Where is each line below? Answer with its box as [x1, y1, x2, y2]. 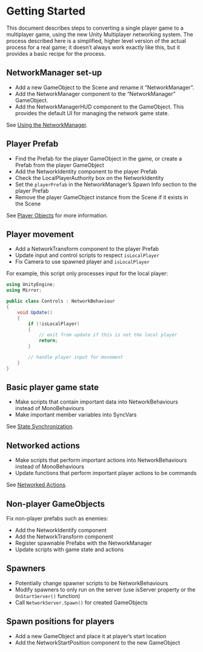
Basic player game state [6, 382, 99, 393]
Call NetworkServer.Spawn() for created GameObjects [15, 599, 148, 606]
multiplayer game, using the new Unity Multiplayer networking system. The [6, 30, 193, 38]
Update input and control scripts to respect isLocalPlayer [15, 251, 159, 259]
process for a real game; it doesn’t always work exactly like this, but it [6, 44, 181, 51]
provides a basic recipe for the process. [6, 50, 106, 57]
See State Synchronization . [6, 423, 75, 430]
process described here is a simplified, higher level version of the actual [6, 37, 186, 44]
